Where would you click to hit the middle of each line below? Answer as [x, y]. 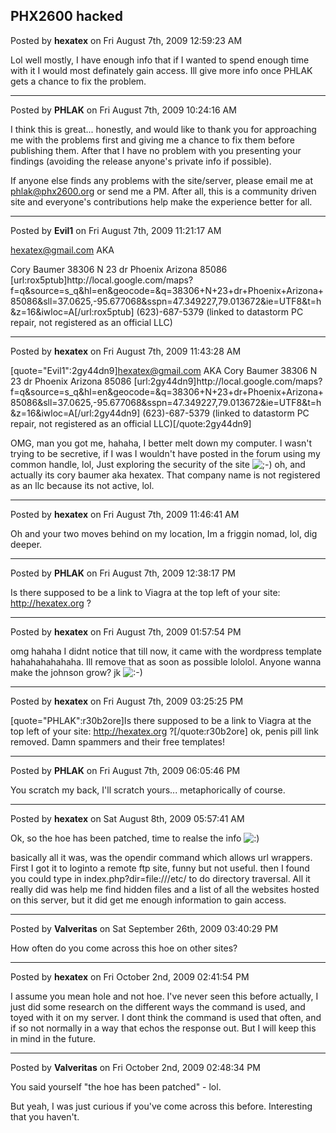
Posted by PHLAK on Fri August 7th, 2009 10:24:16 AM [123, 110]
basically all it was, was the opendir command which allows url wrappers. [161, 857]
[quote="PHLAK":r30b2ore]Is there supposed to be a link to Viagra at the [161, 720]
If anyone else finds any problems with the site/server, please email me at [162, 180]
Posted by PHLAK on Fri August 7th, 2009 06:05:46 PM [125, 770]
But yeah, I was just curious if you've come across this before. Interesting [161, 1106]
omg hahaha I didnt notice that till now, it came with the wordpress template [166, 651]
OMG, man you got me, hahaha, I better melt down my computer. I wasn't [161, 443]
